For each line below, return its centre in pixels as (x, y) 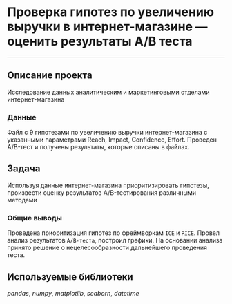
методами (22, 200)
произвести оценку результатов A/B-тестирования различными (102, 192)
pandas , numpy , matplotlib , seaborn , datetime (73, 293)
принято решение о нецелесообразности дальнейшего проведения (107, 248)
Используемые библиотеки (70, 277)
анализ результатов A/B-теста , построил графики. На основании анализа (115, 240)
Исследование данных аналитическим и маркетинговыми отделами (108, 92)
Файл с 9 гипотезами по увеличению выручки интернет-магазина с (107, 133)
